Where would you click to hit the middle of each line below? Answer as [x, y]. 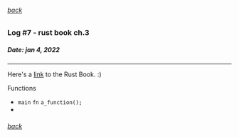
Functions [22, 88]
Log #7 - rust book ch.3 [49, 33]
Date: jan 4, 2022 [34, 49]
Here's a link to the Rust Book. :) [54, 74]
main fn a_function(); [50, 103]
